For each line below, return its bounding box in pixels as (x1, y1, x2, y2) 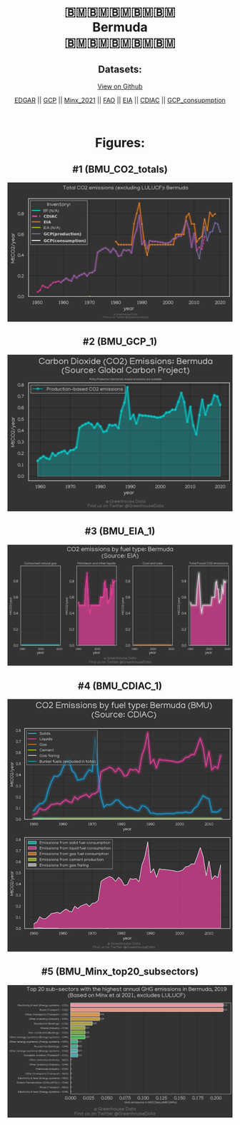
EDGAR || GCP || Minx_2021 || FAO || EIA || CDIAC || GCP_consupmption (14, 96, 226, 104)
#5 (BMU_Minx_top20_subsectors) (41, 966, 199, 978)
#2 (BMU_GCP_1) (82, 336, 158, 348)
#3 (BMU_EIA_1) (84, 525, 156, 538)
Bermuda (92, 19, 148, 36)
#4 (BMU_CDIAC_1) (77, 680, 163, 692)
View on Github (97, 82, 143, 91)
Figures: (95, 135, 145, 151)
